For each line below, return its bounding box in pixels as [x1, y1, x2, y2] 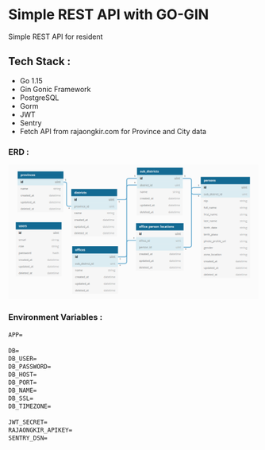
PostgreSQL [19, 93, 60, 102]
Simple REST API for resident [8, 32, 103, 41]
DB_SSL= [8, 394, 34, 402]
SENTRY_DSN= [8, 434, 48, 442]
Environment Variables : [8, 312, 103, 323]
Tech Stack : [8, 55, 71, 68]
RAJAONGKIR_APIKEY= [8, 426, 73, 434]
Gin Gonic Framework [19, 84, 91, 94]
